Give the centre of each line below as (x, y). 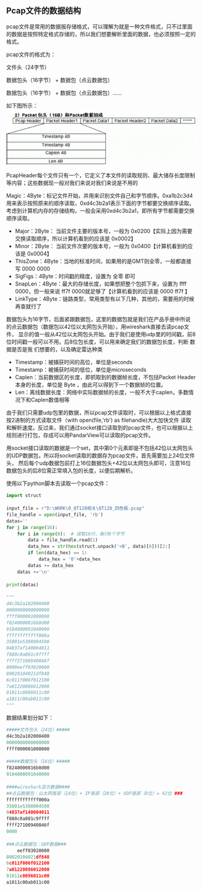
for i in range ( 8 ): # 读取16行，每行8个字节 (71, 534)
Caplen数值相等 (50, 400)
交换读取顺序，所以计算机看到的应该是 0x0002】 (75, 239)
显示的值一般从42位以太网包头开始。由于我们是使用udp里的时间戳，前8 (107, 334)
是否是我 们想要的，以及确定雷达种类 (57, 349)
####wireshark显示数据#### (38, 787)
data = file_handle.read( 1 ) (63, 540)
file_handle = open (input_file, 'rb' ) (55, 515)
